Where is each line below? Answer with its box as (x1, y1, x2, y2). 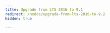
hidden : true (5, 16, 32, 21)
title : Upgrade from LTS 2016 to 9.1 (5, 7, 83, 12)
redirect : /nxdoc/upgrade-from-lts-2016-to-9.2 (5, 12, 106, 16)
